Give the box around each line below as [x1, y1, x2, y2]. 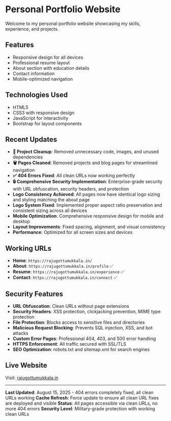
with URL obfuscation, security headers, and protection [12, 186, 129, 192]
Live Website [5, 361, 47, 370]
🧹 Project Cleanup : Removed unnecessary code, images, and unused [12, 149, 159, 155]
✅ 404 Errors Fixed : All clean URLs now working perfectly [12, 172, 135, 179]
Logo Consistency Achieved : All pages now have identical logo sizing [12, 191, 160, 197]
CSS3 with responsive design [12, 110, 75, 116]
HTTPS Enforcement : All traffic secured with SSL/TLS [12, 341, 126, 347]
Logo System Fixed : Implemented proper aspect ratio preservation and [12, 202, 162, 208]
